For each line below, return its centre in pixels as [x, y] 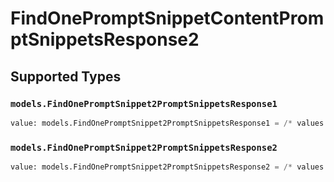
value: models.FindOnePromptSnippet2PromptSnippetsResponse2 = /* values [167, 167]
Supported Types [66, 76]
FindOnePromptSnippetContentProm [167, 18]
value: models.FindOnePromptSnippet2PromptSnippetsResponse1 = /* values [167, 123]
